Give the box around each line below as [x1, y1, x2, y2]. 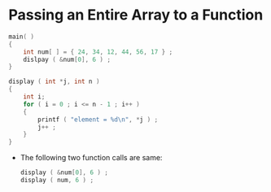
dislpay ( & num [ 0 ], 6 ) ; [23, 55, 111, 63]
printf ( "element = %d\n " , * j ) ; [37, 116, 159, 124]
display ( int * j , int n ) [8, 77, 100, 86]
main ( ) [8, 33, 35, 41]
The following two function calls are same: [20, 153, 163, 163]
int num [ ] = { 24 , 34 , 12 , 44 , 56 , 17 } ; [23, 47, 173, 56]
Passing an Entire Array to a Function [8, 6, 264, 24]
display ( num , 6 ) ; [20, 177, 94, 185]
